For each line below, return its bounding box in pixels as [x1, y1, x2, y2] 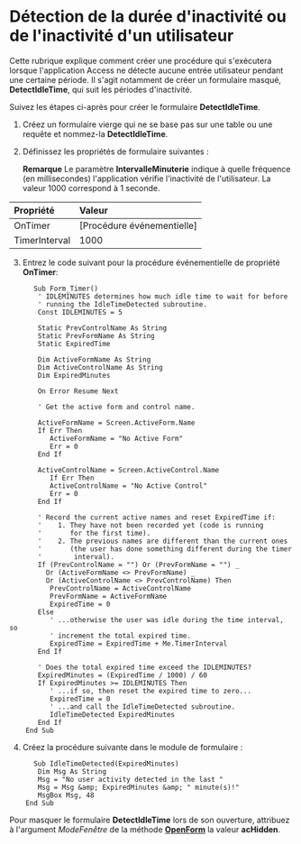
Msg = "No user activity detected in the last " [37, 775, 223, 784]
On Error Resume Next [37, 386, 119, 396]
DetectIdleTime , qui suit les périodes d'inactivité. [9, 84, 192, 95]
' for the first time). [37, 528, 151, 537]
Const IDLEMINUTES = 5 [37, 307, 123, 316]
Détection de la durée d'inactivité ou [9, 6, 287, 27]
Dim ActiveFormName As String [37, 354, 151, 364]
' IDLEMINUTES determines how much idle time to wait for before [37, 291, 288, 301]
